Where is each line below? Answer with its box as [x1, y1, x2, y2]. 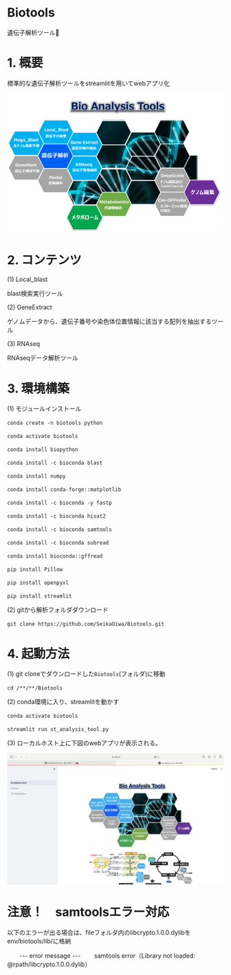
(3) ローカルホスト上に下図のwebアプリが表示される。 [7, 739, 162, 747]
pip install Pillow [7, 566, 63, 573]
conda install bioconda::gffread [7, 553, 103, 560]
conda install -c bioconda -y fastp [7, 500, 112, 507]
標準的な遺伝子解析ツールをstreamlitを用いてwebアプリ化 [7, 79, 170, 87]
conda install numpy [7, 473, 67, 480]
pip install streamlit [7, 593, 72, 600]
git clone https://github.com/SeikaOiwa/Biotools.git [7, 621, 165, 628]
